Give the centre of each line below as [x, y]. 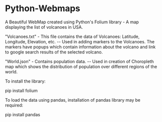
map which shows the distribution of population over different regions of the [81, 67]
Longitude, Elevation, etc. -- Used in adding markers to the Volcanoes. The [80, 41]
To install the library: [25, 81]
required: [14, 105]
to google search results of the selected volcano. [54, 52]
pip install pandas [23, 114]
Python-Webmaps [43, 9]
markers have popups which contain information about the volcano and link [81, 47]
